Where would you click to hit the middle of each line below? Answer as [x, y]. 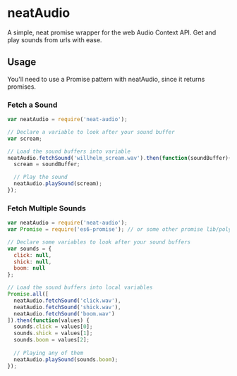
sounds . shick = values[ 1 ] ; [53, 333]
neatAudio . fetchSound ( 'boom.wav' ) [64, 314]
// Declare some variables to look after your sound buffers [99, 242]
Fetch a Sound [32, 105]
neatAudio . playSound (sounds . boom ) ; [66, 359]
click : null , [33, 255]
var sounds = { [30, 249]
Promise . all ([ [28, 294]
